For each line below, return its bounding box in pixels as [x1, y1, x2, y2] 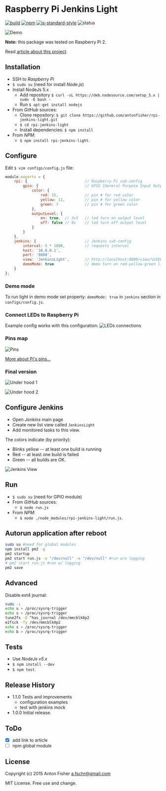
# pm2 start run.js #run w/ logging [5, 560, 81, 565]
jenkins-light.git [19, 117, 58, 122]
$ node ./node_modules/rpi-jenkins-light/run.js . [19, 514, 123, 520]
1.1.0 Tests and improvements [12, 694, 73, 700]
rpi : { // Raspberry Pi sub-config [14, 179, 142, 184]
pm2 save [5, 565, 23, 570]
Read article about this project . [5, 48, 68, 54]
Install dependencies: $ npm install [19, 127, 93, 133]
